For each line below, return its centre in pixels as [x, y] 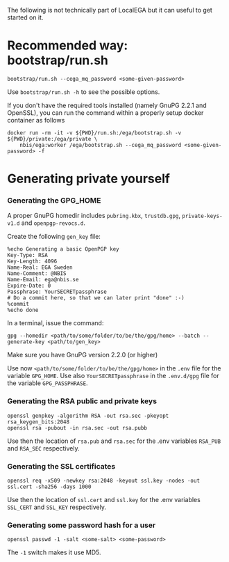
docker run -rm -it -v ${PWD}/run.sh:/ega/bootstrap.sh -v [94, 133]
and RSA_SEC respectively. [43, 448]
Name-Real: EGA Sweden [40, 267]
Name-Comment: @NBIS [37, 274]
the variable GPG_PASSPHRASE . [48, 383]
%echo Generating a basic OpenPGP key [63, 249]
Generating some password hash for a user [82, 525]
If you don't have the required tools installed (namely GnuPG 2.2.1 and [107, 105]
